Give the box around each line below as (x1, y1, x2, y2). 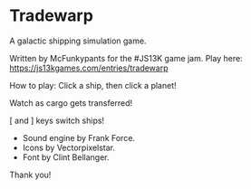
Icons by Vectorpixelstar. (22, 142, 116, 153)
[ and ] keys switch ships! (9, 115, 105, 126)
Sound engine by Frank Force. (22, 132, 136, 143)
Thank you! (9, 169, 52, 180)
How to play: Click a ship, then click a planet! (9, 80, 177, 90)
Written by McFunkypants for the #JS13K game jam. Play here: (9, 52, 243, 63)
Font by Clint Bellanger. (22, 151, 111, 163)
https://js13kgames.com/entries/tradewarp (9, 62, 169, 73)
